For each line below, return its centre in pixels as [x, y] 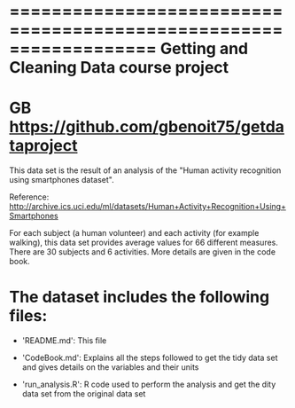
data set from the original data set [84, 394]
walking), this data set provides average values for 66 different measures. [144, 243]
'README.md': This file [64, 341]
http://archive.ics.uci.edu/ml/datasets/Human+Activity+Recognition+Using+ [147, 207]
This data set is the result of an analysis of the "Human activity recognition [145, 170]
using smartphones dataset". [62, 180]
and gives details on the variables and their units [110, 367]
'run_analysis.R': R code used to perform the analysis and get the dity [149, 384]
